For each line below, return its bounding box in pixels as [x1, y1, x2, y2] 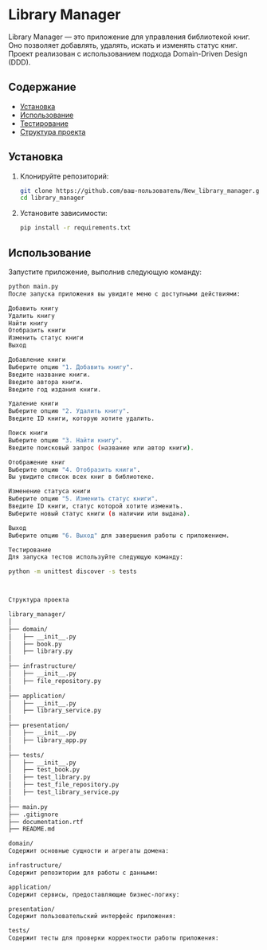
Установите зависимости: [19, 209, 108, 218]
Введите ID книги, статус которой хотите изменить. [8, 502, 183, 510]
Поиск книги [8, 429, 48, 437]
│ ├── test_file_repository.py [8, 781, 120, 789]
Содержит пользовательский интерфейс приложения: [8, 913, 177, 921]
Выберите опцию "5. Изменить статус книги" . [8, 495, 159, 503]
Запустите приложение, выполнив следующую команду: [8, 267, 202, 277]
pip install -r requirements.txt [19, 224, 132, 232]
